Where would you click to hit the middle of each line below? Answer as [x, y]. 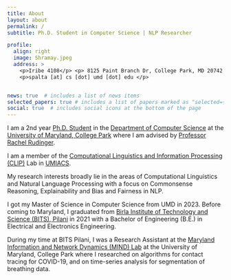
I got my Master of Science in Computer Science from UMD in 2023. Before [114, 204]
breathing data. [29, 269]
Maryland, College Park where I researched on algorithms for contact [105, 255]
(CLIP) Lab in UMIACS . [39, 163]
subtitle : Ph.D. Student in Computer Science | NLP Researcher [100, 33]
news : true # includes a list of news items [73, 96]
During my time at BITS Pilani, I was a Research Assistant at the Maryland [111, 240]
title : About [26, 13]
